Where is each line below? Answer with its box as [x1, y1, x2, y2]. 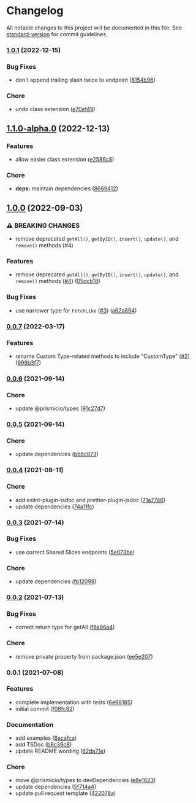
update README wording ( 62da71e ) [15, 747, 106, 755]
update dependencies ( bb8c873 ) [15, 451, 99, 458]
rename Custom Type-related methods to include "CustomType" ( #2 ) [15, 352, 190, 360]
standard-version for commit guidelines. [6, 30, 108, 37]
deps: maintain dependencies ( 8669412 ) [15, 185, 118, 192]
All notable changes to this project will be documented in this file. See [6, 24, 183, 31]
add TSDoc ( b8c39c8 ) [15, 741, 72, 748]
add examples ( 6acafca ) [15, 734, 77, 742]
